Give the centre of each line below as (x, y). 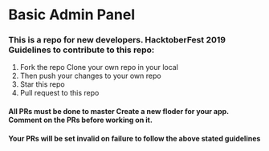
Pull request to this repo (59, 93)
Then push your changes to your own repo (91, 76)
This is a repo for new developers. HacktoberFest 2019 (117, 40)
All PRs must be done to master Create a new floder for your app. (118, 112)
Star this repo (43, 84)
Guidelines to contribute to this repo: (82, 50)
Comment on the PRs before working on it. (80, 120)
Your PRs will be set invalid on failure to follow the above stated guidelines (134, 138)
